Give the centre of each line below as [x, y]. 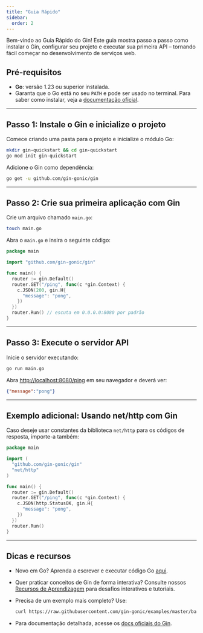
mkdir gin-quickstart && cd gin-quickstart [62, 150]
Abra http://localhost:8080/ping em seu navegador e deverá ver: [87, 380]
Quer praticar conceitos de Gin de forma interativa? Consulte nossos [100, 583]
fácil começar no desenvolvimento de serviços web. [71, 53]
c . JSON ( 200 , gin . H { [42, 290]
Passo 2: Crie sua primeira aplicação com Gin [93, 203]
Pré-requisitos [34, 72]
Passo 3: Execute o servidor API [67, 343]
